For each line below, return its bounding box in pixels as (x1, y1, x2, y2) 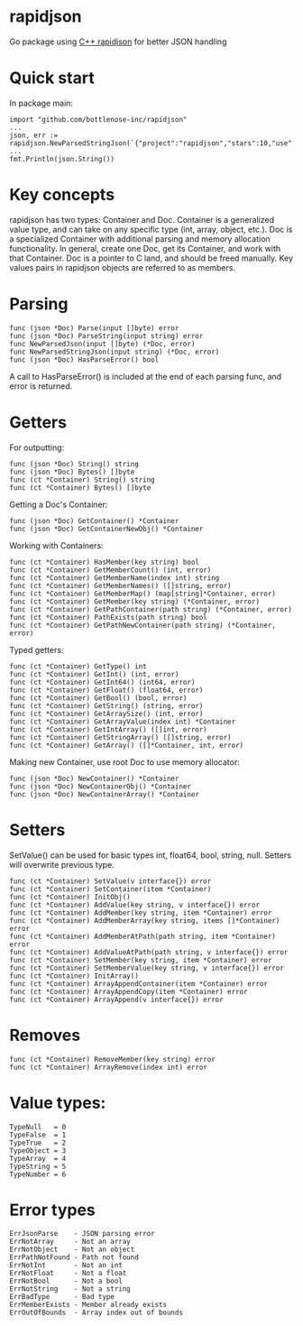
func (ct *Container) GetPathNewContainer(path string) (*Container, (9, 621, 277, 630)
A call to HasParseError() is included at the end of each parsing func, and (9, 371, 282, 382)
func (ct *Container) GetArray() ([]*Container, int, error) (9, 741, 244, 750)
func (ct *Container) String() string (9, 475, 155, 484)
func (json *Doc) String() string (9, 459, 140, 468)
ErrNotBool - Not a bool (9, 1276, 124, 1286)
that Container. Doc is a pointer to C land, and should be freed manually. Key (9, 253, 294, 263)
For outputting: (9, 442, 65, 453)
